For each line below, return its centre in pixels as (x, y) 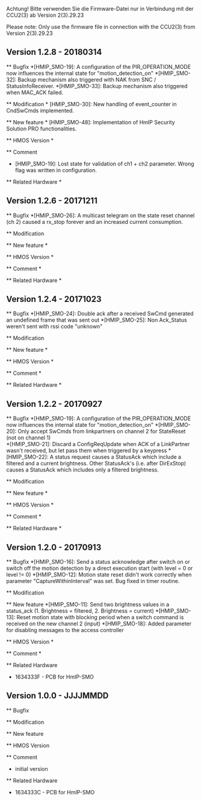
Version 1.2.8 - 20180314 (54, 52)
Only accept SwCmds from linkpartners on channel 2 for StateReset (102, 432)
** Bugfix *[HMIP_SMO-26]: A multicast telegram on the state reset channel (100, 215)
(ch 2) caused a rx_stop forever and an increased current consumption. (95, 222)
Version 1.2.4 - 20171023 (54, 299)
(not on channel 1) (29, 438)
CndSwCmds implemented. (40, 110)
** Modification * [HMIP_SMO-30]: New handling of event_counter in (91, 104)
